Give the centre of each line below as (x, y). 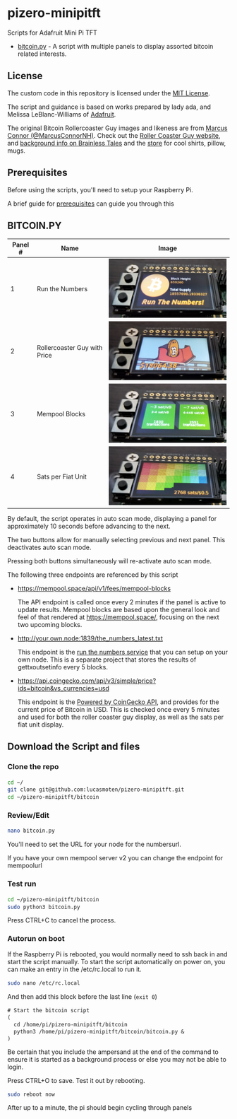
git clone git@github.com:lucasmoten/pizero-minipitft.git (96, 790)
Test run (22, 884)
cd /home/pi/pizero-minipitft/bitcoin (71, 1024)
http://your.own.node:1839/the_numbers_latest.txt (90, 638)
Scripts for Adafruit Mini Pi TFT (52, 33)
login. (16, 1067)
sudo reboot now (31, 1094)
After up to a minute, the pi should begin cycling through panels (100, 1108)
